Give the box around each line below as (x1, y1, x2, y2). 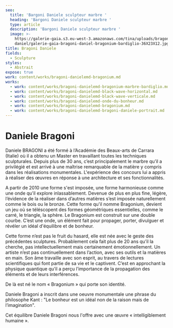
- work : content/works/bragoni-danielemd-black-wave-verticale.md (10, 94, 155, 99)
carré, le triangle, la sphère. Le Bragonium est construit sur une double (5, 212, 155, 218)
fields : (5, 50, 22, 56)
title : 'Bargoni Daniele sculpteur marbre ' (10, 12, 107, 18)
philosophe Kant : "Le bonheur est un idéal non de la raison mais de (5, 297, 149, 303)
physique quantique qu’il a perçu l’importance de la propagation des (5, 266, 150, 272)
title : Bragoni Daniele (5, 46, 57, 51)
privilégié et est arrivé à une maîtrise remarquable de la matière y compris (5, 163, 162, 170)
